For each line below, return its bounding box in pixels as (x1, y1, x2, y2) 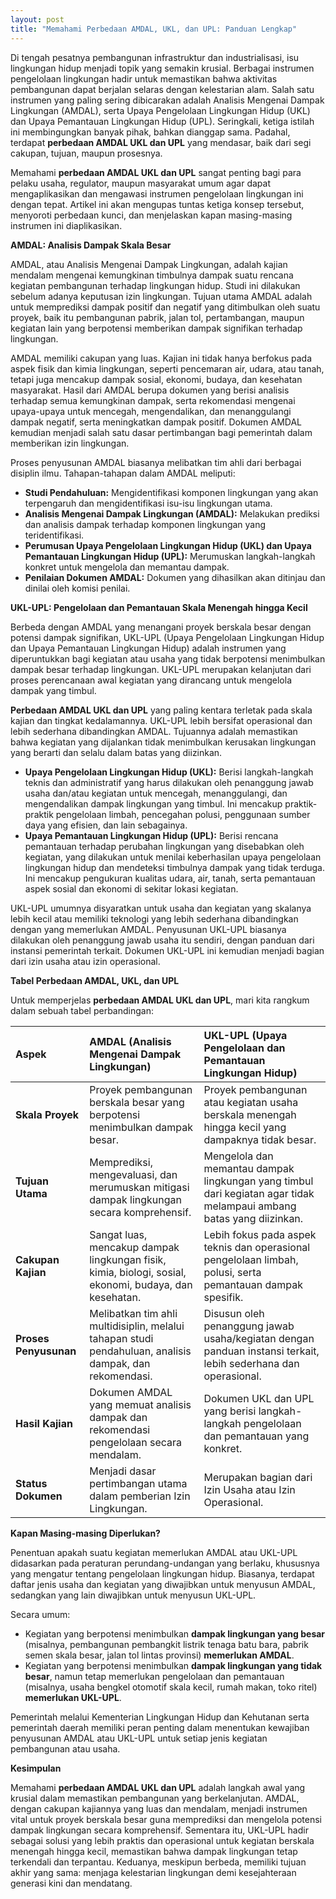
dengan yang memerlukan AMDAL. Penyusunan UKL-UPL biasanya (10, 923, 287, 935)
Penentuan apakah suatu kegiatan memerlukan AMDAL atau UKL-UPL (10, 1546, 298, 1558)
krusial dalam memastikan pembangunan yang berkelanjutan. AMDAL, (10, 1792, 300, 1804)
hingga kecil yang (203, 1120, 287, 1134)
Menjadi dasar (89, 1464, 157, 1478)
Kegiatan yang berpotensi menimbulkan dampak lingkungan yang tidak (24, 1659, 323, 1671)
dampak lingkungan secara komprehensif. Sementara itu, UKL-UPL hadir (10, 1824, 309, 1836)
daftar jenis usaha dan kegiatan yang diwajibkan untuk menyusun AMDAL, (10, 1578, 316, 1590)
